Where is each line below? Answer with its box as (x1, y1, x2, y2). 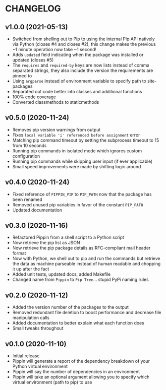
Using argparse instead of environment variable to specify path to (12, 78, 146, 84)
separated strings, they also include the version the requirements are (12, 67, 154, 73)
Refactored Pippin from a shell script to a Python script (12, 234, 125, 241)
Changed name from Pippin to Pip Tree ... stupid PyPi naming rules (12, 276, 149, 283)
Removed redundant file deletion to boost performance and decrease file (12, 310, 162, 316)
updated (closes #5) (12, 57, 54, 63)
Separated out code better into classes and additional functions (12, 89, 142, 94)
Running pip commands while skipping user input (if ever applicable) (12, 158, 153, 164)
